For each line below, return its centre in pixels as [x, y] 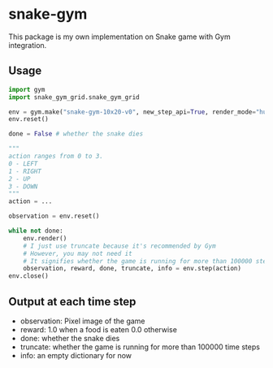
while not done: [36, 231]
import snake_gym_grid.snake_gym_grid [74, 97]
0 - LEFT [23, 163]
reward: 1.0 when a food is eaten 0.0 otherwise [98, 329]
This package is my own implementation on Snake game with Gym [120, 37]
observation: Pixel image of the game [82, 321]
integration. [28, 45]
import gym [27, 89]
